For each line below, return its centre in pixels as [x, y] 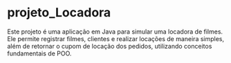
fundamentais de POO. [39, 53]
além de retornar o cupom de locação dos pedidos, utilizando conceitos [110, 46]
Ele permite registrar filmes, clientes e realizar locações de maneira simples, [116, 38]
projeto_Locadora [59, 13]
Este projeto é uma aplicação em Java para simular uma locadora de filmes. [115, 32]
